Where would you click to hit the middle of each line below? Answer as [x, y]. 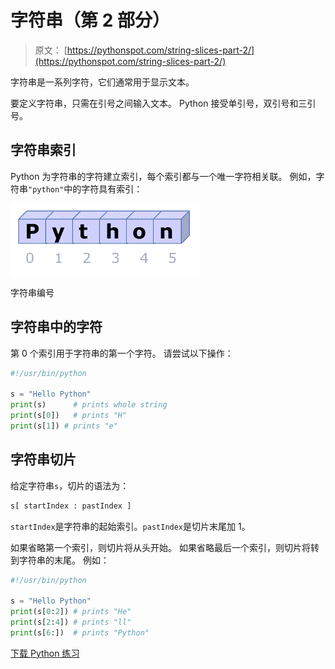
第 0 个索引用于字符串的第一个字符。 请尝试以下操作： [122, 353]
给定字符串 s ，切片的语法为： [70, 485]
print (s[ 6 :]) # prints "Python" [80, 632]
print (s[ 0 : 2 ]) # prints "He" [71, 612]
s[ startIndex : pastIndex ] [71, 506]
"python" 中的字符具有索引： [85, 188]
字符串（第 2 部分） [90, 20]
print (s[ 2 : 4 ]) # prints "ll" [71, 622]
